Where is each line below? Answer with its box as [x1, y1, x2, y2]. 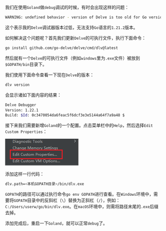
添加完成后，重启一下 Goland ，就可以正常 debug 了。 [5, 220, 108, 227]
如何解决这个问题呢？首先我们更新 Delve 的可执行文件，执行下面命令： [5, 35, 146, 41]
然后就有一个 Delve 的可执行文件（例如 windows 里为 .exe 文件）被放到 [5, 55, 140, 61]
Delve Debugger [5, 102, 37, 108]
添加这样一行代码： [5, 171, 44, 177]
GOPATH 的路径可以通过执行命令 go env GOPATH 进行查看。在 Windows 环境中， [5, 191, 154, 197]
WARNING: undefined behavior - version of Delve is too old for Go [5, 15, 147, 20]
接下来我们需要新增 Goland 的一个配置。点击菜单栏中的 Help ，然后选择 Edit [5, 122, 153, 128]
